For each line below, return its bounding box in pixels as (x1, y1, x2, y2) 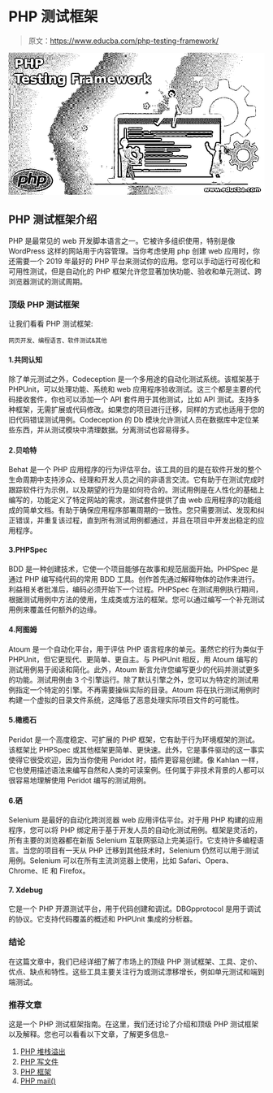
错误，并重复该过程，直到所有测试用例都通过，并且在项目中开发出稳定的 (15, 515, 258, 525)
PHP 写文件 (19, 1057, 59, 1067)
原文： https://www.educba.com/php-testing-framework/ (28, 36, 219, 46)
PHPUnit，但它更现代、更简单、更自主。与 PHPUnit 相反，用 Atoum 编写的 (8, 654, 258, 664)
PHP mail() (19, 1076, 57, 1086)
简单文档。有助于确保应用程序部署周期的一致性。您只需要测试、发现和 (22, 505, 258, 515)
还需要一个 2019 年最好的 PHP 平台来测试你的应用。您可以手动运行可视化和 (8, 256, 261, 266)
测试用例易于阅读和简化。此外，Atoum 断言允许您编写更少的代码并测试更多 (8, 664, 260, 674)
